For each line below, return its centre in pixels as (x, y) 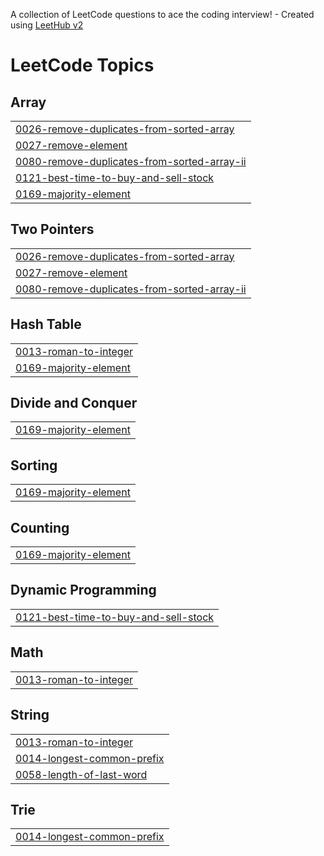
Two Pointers (52, 229)
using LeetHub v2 (47, 25)
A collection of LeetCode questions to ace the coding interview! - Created (162, 14)
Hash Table (46, 324)
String (30, 715)
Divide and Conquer (74, 403)
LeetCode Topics (82, 65)
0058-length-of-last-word (81, 774)
